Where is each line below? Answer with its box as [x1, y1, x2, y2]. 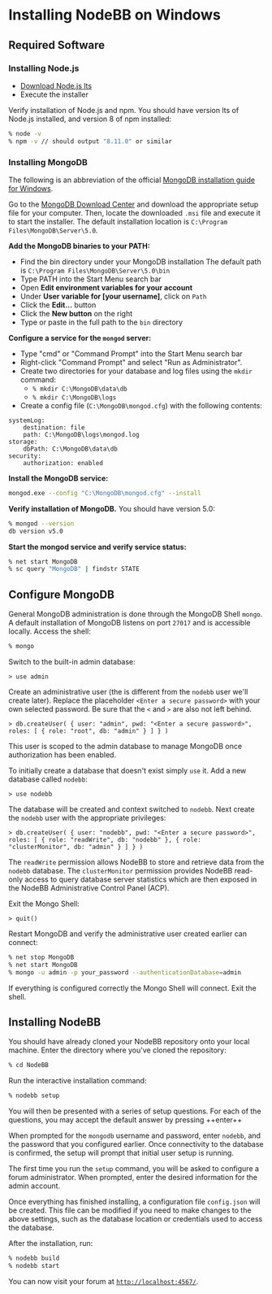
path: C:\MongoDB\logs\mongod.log [23, 430, 140, 438]
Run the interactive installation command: [8, 1076, 147, 1086]
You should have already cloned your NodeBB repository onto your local [8, 1037, 250, 1047]
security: [8, 451, 42, 460]
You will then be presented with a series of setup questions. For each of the [8, 1106, 261, 1116]
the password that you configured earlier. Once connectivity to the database [8, 1139, 264, 1149]
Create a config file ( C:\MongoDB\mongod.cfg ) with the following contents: [19, 400, 262, 410]
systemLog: [8, 416, 45, 425]
